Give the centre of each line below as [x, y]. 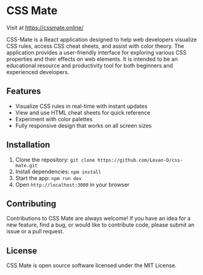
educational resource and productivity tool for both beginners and [90, 66]
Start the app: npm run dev [48, 178]
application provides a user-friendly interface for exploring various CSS [97, 52]
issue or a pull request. [35, 232]
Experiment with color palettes [54, 119]
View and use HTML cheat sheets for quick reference [83, 112]
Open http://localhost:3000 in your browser [72, 184]
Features [24, 92]
